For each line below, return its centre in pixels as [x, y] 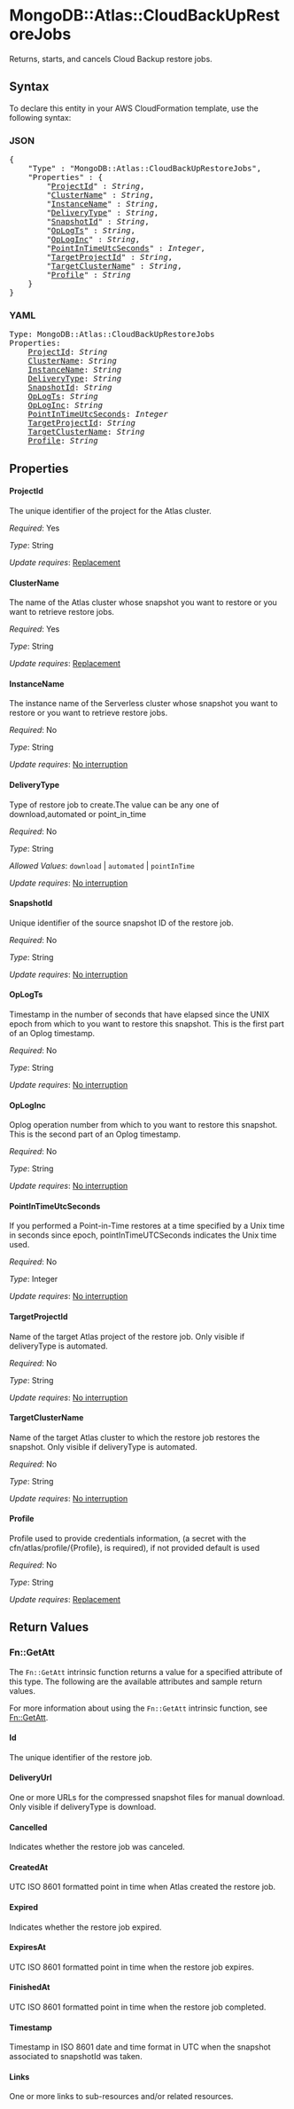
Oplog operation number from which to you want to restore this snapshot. [143, 1125]
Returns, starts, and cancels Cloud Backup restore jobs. [111, 59]
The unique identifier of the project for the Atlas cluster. [111, 510]
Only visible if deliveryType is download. [83, 1807]
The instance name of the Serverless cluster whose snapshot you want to [143, 704]
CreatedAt [29, 1867]
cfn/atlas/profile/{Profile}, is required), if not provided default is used [135, 1547]
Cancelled [28, 1827]
